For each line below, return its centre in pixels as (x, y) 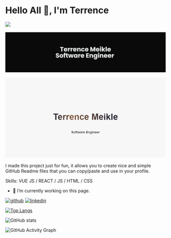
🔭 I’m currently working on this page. (51, 191)
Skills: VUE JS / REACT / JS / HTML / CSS (49, 181)
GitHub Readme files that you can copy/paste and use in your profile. (78, 171)
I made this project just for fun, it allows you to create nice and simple (78, 166)
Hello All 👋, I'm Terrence (57, 10)
